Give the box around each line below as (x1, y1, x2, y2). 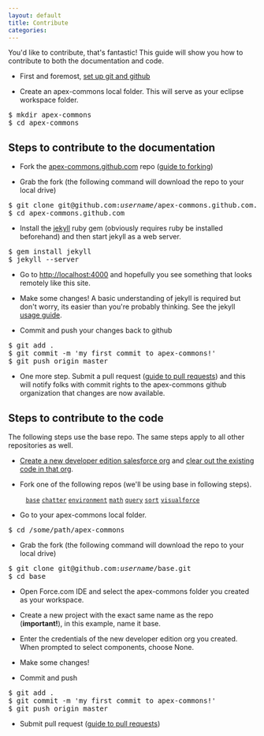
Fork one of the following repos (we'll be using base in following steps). (19, 479, 252, 489)
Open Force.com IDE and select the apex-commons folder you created (19, 587, 250, 596)
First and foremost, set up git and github (19, 72, 151, 81)
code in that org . (19, 464, 73, 474)
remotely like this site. (19, 278, 91, 288)
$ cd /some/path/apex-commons (8, 526, 125, 534)
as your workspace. (19, 595, 84, 604)
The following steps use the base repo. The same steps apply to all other (8, 432, 245, 441)
